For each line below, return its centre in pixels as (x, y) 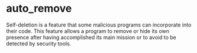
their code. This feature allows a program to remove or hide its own (88, 31)
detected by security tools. (39, 44)
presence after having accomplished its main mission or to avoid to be (91, 37)
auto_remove (39, 9)
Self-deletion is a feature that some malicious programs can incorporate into (99, 25)
